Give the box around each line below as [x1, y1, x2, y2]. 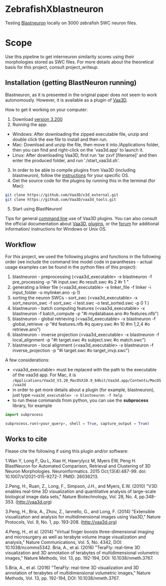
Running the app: [12, 121, 48, 127]
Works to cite [5, 435, 47, 443]
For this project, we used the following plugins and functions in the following [5, 254, 161, 260]
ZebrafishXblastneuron [5, 3, 104, 15]
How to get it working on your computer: [5, 107, 88, 113]
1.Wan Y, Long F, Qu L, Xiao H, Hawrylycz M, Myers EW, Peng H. [5, 458, 137, 464]
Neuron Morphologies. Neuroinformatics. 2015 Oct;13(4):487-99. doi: [5, 468, 147, 474]
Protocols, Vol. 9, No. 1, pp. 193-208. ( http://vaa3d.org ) [5, 519, 117, 525]
